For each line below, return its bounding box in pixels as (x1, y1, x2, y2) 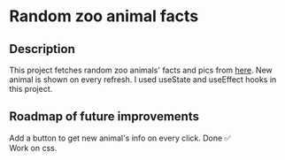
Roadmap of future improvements (9, 109, 199, 125)
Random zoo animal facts (9, 6, 199, 27)
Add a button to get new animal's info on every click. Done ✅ (9, 133, 232, 143)
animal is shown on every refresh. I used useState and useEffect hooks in (9, 74, 277, 85)
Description (9, 42, 75, 57)
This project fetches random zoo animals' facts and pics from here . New (9, 65, 273, 75)
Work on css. (9, 142, 58, 153)
